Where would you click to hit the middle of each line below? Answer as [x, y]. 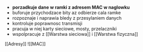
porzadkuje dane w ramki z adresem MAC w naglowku [71, 7]
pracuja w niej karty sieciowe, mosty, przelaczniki [64, 29]
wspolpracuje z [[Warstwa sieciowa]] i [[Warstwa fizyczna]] [75, 34]
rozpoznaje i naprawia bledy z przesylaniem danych [67, 18]
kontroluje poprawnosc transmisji [47, 23]
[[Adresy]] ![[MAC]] [25, 44]
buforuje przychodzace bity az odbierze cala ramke [66, 13]
